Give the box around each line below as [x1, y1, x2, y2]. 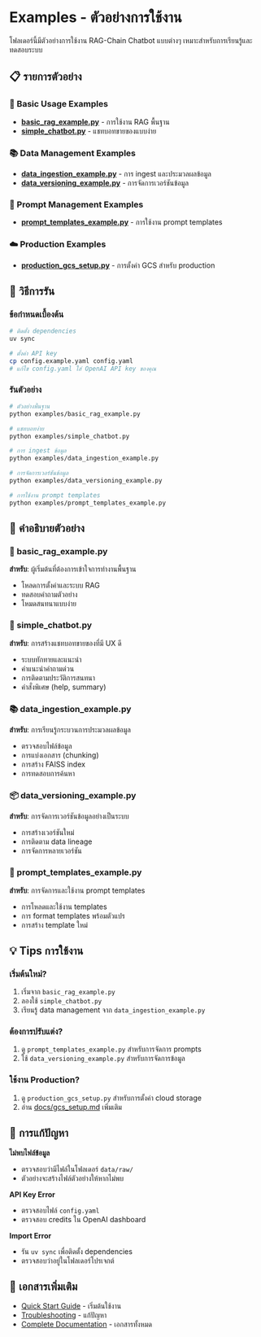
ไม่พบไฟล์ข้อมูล [9, 1147, 50, 1157]
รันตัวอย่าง [9, 383, 42, 395]
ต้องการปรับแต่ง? [9, 1026, 63, 1038]
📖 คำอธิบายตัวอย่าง [9, 522, 85, 535]
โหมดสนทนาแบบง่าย [20, 599, 76, 609]
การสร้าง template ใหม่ [20, 920, 89, 929]
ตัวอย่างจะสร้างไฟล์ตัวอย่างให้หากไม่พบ [20, 1173, 124, 1183]
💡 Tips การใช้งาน [9, 944, 84, 958]
